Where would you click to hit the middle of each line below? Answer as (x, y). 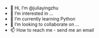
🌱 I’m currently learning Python (43, 19)
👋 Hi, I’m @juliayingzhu (34, 8)
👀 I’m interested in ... (32, 13)
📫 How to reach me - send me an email (52, 30)
